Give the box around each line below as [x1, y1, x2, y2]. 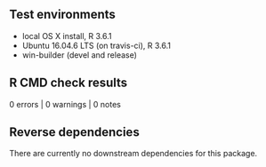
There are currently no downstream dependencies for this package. [9, 148, 258, 159]
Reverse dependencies [9, 124, 140, 140]
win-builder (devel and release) [21, 49, 138, 60]
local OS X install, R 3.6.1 [21, 30, 113, 41]
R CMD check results [9, 76, 128, 91]
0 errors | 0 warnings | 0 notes [9, 99, 122, 109]
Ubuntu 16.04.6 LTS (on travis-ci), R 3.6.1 [21, 40, 172, 51]
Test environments [9, 7, 116, 22]
